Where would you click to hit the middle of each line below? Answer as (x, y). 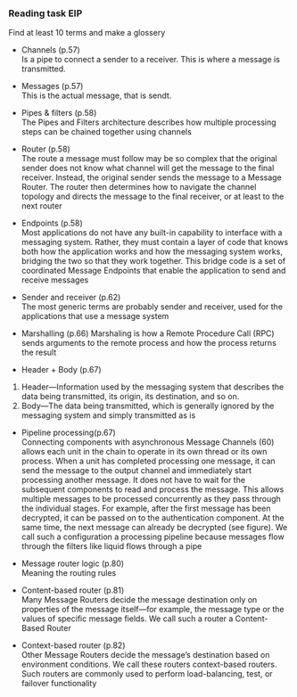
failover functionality (59, 684)
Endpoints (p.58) (52, 223)
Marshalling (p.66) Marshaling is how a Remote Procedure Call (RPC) (148, 333)
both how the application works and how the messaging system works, (152, 251)
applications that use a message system (95, 316)
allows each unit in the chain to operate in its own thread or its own (144, 452)
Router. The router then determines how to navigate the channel (139, 187)
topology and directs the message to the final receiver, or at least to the (153, 197)
